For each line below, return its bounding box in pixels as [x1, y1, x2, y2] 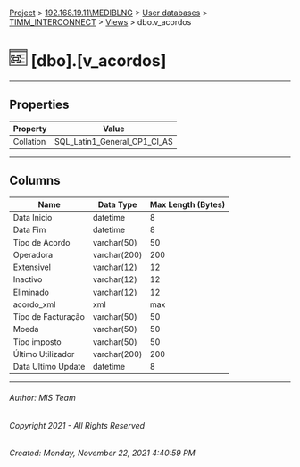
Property [12, 123, 47, 134]
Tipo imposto [12, 336, 62, 347]
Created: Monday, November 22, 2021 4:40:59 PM [9, 447, 196, 459]
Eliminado [12, 287, 49, 297]
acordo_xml [12, 299, 56, 310]
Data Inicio [12, 213, 53, 223]
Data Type [97, 199, 137, 210]
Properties [9, 96, 70, 112]
